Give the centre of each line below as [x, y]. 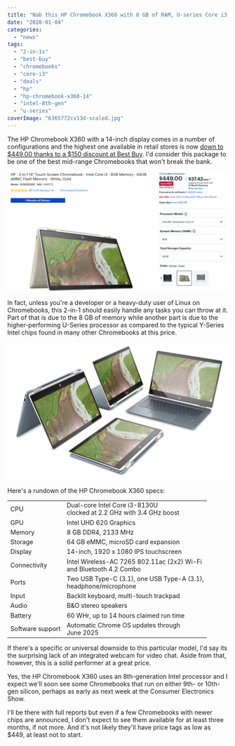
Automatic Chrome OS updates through [123, 625]
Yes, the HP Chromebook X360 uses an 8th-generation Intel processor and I [117, 677]
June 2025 [83, 632]
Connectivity [29, 565]
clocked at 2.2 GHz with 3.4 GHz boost [123, 513]
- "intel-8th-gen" [41, 104]
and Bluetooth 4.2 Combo [104, 569]
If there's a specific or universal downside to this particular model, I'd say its [117, 648]
